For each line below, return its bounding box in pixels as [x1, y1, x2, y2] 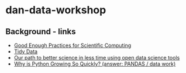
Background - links [5, 27, 76, 36]
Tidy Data [13, 48, 38, 55]
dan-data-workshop [5, 3, 106, 17]
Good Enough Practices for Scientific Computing [13, 42, 132, 49]
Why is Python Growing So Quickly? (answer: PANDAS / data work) [13, 60, 176, 67]
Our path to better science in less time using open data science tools [13, 54, 180, 61]
